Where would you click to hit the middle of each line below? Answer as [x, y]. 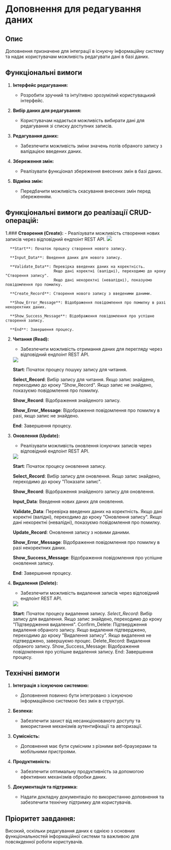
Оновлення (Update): [36, 436]
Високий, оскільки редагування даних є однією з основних [70, 831]
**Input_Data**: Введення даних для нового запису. [66, 257]
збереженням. [36, 196]
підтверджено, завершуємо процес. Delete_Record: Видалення [81, 640]
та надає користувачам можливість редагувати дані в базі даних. [77, 56]
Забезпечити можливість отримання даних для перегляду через [91, 349]
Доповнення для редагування [73, 9]
